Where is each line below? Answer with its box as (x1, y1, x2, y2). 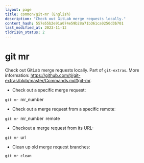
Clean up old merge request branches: (12, 144, 90, 150)
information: (5, 72, 30, 78)
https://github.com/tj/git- (30, 72, 81, 78)
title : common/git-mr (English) (5, 12, 71, 17)
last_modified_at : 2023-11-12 (5, 25, 67, 30)
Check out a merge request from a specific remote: (12, 106, 116, 112)
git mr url (5, 134, 26, 140)
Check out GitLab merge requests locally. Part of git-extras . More (5, 67, 140, 73)
